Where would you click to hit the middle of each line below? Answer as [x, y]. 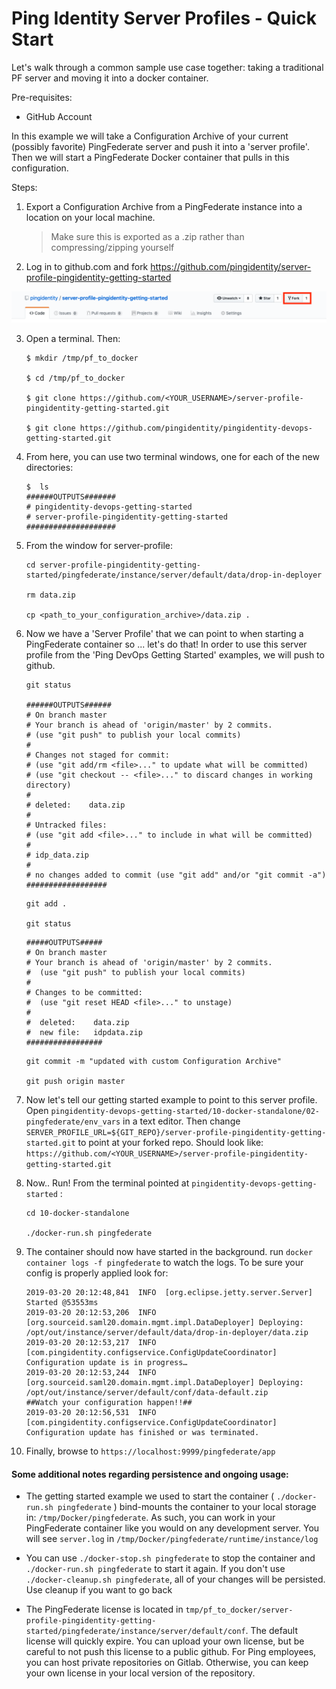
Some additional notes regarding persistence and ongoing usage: [150, 1474]
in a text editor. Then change [181, 1121]
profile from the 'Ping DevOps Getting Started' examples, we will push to [175, 655]
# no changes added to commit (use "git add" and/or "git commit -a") [176, 875]
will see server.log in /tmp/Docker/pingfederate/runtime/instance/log [172, 1539]
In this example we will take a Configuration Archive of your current [150, 136]
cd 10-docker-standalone [77, 1213]
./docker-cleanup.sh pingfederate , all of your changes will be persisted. [175, 1579]
